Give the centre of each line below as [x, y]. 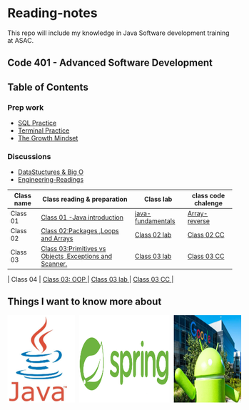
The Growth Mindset [48, 138]
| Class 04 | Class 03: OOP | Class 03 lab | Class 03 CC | [91, 280]
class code [208, 195]
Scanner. [54, 263]
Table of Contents [48, 87]
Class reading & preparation [85, 199]
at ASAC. [21, 40]
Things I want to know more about [85, 302]
